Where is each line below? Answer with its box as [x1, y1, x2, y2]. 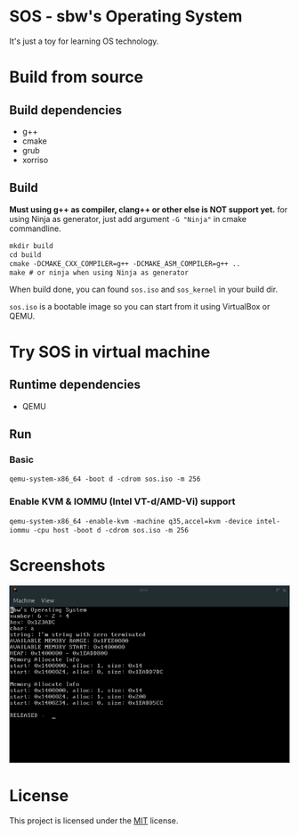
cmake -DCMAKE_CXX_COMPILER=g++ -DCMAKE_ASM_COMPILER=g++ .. [9, 259, 241, 269]
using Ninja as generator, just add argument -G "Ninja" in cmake [9, 213, 247, 224]
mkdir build [9, 241, 53, 251]
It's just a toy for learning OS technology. [9, 36, 159, 46]
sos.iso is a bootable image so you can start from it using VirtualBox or [9, 301, 271, 311]
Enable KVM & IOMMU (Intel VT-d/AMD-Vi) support [9, 495, 236, 508]
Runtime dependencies [9, 377, 141, 393]
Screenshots [9, 555, 106, 575]
